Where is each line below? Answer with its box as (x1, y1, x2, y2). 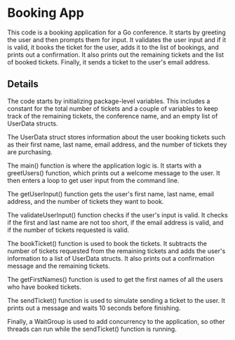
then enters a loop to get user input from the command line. (7, 176, 180, 184)
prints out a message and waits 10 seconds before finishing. (7, 304, 181, 312)
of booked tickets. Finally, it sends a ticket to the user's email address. (7, 57, 210, 66)
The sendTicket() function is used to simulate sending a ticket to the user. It (7, 296, 226, 304)
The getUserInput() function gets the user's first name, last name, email (7, 189, 215, 198)
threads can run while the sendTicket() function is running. (7, 325, 177, 333)
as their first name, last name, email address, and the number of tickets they (7, 140, 227, 149)
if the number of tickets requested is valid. (7, 226, 130, 234)
